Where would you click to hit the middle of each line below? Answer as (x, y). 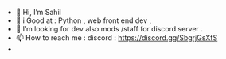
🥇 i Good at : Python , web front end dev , (84, 20)
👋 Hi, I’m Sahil (38, 12)
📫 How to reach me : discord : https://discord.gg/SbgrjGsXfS (117, 38)
